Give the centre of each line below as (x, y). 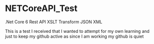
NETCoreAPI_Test (41, 8)
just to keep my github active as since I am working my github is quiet (74, 36)
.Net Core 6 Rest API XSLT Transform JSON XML (54, 22)
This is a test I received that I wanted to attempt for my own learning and (77, 31)
